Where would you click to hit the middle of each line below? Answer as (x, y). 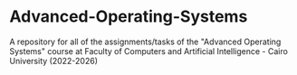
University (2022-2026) (53, 61)
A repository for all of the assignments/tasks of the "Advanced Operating (145, 42)
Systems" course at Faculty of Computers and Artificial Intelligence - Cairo (148, 51)
